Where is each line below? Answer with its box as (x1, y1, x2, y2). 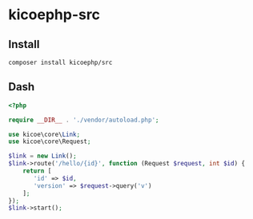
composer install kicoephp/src (8, 58, 113, 66)
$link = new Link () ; (8, 152, 78, 161)
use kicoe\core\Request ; (8, 137, 91, 145)
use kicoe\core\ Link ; (8, 130, 81, 138)
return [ (22, 167, 52, 175)
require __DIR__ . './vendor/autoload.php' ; (8, 116, 159, 124)
